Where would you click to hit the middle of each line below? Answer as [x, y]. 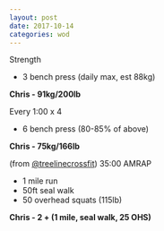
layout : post [34, 17]
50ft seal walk [48, 191]
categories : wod [39, 34]
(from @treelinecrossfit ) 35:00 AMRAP [81, 164]
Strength [26, 60]
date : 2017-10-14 [42, 26]
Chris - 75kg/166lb [45, 146]
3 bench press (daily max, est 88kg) [89, 77]
